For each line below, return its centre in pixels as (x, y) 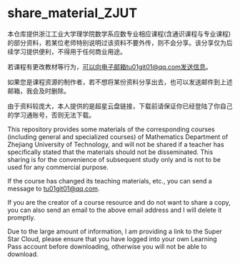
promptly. (21, 217)
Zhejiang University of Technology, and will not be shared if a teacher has (116, 144)
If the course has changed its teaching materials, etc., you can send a (110, 181)
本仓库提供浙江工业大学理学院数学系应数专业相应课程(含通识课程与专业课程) (119, 34)
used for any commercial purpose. (58, 167)
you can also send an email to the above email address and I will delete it (115, 210)
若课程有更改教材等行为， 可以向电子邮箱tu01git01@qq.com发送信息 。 (110, 66)
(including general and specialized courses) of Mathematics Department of (118, 136)
